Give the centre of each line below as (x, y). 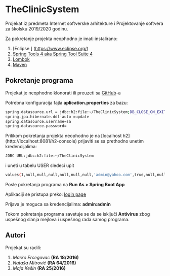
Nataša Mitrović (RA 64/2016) (44, 263)
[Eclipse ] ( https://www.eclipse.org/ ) (50, 48)
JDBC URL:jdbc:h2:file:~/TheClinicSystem (50, 156)
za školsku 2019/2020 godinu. (37, 28)
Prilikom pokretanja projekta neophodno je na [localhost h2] (68, 136)
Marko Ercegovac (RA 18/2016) (46, 257)
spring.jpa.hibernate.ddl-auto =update (47, 117)
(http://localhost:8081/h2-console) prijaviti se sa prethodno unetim (75, 141)
